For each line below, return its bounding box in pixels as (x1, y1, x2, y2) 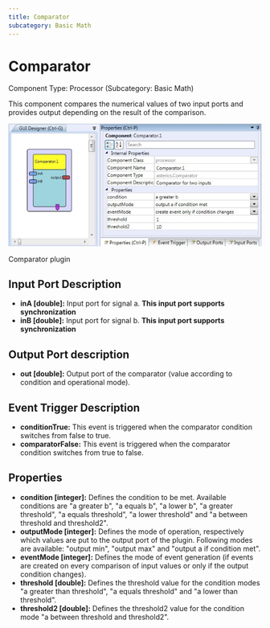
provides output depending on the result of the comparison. (8, 108, 207, 117)
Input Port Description (8, 277, 122, 291)
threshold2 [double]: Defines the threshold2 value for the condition (19, 603, 245, 613)
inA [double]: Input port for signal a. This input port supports (19, 298, 225, 309)
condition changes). (19, 569, 87, 579)
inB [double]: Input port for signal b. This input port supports (19, 316, 225, 326)
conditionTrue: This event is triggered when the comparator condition (19, 422, 253, 432)
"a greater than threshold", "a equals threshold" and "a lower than (19, 586, 239, 596)
